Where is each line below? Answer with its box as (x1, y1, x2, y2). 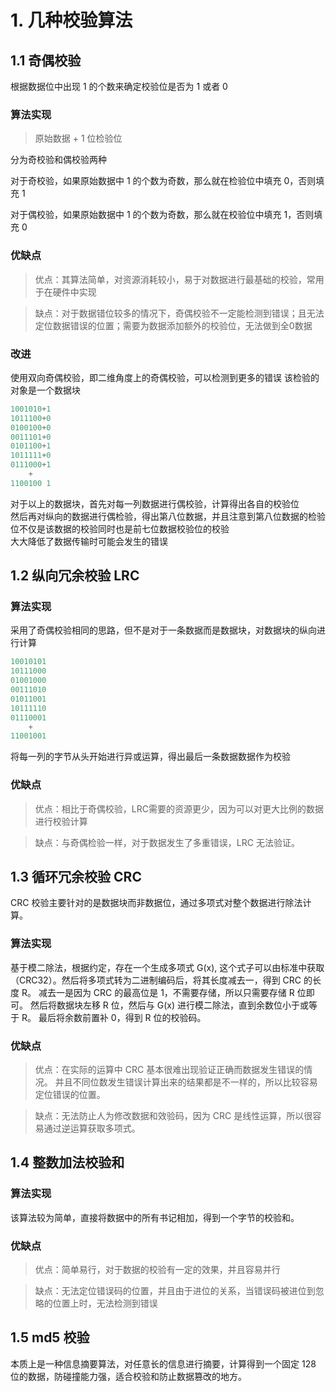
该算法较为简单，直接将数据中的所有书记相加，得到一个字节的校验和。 (10, 1211, 300, 1223)
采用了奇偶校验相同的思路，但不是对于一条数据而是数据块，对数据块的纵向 (10, 624, 317, 636)
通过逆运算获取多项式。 (43, 1122, 141, 1135)
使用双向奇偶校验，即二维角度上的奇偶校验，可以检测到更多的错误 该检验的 (10, 371, 320, 383)
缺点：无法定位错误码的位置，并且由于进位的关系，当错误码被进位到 (34, 1285, 316, 1297)
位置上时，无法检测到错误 (52, 1297, 158, 1310)
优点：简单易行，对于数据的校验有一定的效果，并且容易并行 (34, 1264, 281, 1276)
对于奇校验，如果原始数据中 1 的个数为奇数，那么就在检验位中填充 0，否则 (10, 175, 317, 187)
